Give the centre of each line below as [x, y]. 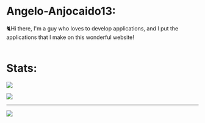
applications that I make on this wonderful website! [70, 37]
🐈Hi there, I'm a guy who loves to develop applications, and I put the [92, 28]
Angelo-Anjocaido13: [61, 11]
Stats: [22, 69]
